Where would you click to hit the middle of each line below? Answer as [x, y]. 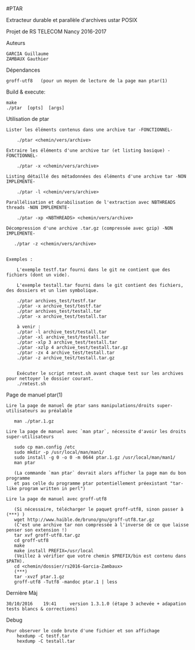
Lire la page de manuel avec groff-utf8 [57, 499]
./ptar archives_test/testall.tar [59, 311]
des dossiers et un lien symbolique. [53, 290]
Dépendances [23, 70]
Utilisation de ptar [28, 119]
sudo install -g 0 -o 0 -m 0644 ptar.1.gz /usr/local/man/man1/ [95, 457]
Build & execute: [26, 92]
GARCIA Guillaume [27, 54]
